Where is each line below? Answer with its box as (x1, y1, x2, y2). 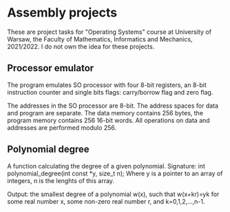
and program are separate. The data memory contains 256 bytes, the (7, 108, 204, 117)
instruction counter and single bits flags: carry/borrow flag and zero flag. (7, 88, 213, 96)
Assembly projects (7, 5, 118, 21)
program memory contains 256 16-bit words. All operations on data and (7, 116, 210, 124)
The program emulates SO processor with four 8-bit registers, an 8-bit (7, 81, 207, 89)
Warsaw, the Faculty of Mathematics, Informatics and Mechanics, (7, 35, 193, 43)
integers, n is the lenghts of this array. (7, 176, 115, 184)
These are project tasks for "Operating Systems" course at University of (7, 28, 212, 36)
